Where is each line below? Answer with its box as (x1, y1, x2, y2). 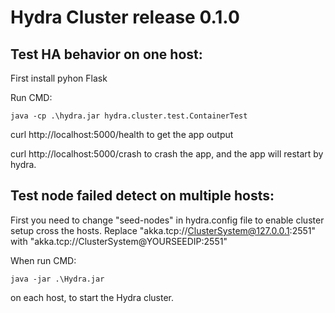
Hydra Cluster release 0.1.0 (10, 6, 240, 29)
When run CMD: (10, 254, 77, 266)
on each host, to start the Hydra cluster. (10, 291, 175, 303)
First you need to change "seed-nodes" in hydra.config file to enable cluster (10, 214, 325, 226)
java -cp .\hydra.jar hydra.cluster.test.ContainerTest (10, 111, 248, 121)
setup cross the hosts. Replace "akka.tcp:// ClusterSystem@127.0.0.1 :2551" (10, 224, 316, 236)
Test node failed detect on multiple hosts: (10, 187, 275, 205)
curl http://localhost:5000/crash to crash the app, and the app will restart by (10, 148, 324, 160)
